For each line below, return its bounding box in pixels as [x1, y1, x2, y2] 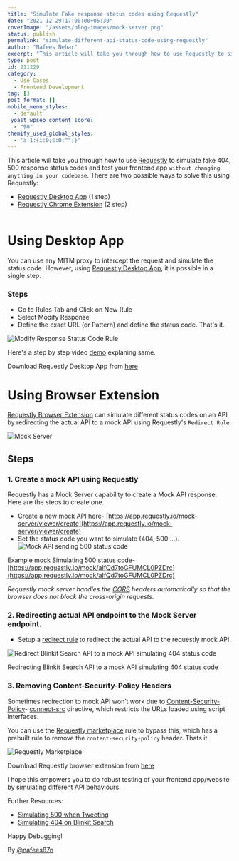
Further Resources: [7, 796, 64, 805]
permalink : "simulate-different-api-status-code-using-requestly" [7, 37, 208, 44]
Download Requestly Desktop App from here [7, 362, 139, 371]
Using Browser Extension [7, 387, 160, 403]
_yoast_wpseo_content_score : [7, 116, 94, 123]
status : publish [7, 30, 55, 38]
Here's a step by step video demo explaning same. [7, 348, 156, 357]
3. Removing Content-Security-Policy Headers [7, 681, 172, 691]
